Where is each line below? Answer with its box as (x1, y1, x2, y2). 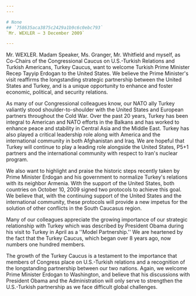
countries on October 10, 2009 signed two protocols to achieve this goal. (6, 186, 182, 193)
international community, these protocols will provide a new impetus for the (6, 199, 188, 206)
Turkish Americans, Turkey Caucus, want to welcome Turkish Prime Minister (6, 64, 190, 71)
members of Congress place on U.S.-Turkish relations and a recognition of (6, 258, 185, 266)
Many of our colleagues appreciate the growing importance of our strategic (6, 216, 188, 223)
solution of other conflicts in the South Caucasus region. (6, 205, 142, 212)
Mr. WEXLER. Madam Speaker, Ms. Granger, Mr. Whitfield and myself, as (6, 51, 181, 59)
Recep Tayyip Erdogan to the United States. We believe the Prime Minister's (6, 70, 189, 77)
